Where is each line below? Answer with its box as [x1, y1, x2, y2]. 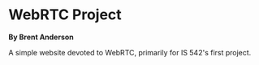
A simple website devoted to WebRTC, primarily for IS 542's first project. [8, 47, 252, 57]
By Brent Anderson [8, 32, 75, 42]
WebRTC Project [8, 6, 122, 24]
